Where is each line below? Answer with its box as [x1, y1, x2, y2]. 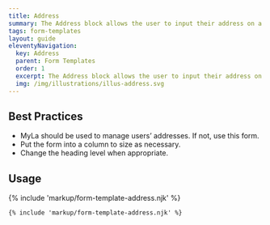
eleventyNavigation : [8, 42, 78, 50]
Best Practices [8, 109, 83, 123]
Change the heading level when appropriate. [19, 148, 169, 158]
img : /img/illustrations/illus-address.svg [15, 79, 164, 87]
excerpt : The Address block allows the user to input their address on [15, 72, 263, 80]
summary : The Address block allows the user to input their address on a [8, 19, 263, 28]
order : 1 [15, 65, 45, 73]
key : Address [15, 49, 60, 57]
